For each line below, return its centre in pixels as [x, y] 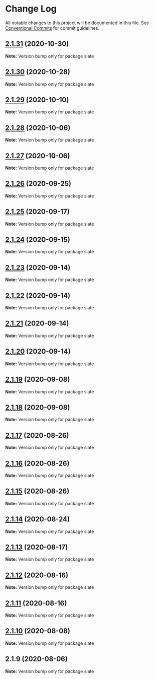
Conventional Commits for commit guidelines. [52, 28]
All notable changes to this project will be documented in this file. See [77, 23]
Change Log [31, 9]
